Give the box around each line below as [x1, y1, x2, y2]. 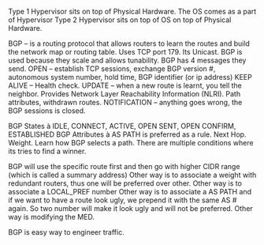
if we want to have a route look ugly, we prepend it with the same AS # [8, 195, 237, 205]
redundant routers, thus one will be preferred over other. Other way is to [8, 179, 243, 188]
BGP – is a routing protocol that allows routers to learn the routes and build [8, 39, 251, 48]
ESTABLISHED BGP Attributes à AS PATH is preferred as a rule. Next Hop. [8, 130, 247, 139]
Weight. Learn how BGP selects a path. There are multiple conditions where [8, 138, 254, 147]
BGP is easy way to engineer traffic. [8, 228, 125, 236]
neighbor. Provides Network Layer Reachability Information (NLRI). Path [8, 89, 241, 98]
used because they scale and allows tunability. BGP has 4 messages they [8, 55, 247, 65]
